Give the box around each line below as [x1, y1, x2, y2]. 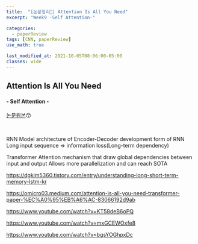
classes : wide [6, 58, 42, 64]
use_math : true [6, 42, 45, 48]
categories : [6, 25, 36, 31]
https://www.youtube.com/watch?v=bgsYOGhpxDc [6, 231, 134, 239]
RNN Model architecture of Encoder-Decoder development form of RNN [6, 136, 185, 143]
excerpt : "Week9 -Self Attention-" [6, 14, 96, 20]
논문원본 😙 [6, 112, 32, 119]
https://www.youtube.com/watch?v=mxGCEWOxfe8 [6, 219, 136, 227]
